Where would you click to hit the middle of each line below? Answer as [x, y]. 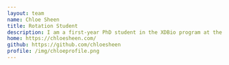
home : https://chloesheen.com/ [52, 39]
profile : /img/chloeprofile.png [53, 51]
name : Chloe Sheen [33, 20]
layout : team [26, 13]
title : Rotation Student [43, 26]
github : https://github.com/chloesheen [64, 45]
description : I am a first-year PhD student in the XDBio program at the [115, 32]
